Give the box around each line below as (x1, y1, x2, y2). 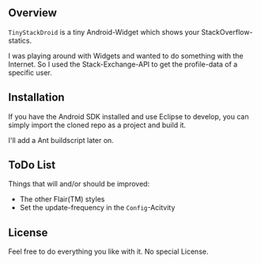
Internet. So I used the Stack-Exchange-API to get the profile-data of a (8, 59, 238, 69)
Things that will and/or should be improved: (8, 179, 150, 189)
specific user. (8, 67, 53, 77)
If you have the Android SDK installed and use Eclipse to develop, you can (8, 111, 249, 121)
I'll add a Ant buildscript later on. (8, 135, 115, 145)
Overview (8, 6, 58, 20)
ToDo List (8, 158, 56, 172)
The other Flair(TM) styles (19, 194, 105, 204)
